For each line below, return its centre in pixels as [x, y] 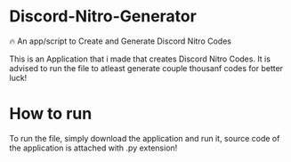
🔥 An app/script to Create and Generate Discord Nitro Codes [120, 41]
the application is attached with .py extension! [93, 148]
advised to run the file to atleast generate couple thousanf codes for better [146, 68]
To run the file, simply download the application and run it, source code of [145, 138]
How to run [51, 114]
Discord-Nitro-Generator [103, 16]
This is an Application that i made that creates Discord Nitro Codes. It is [140, 59]
